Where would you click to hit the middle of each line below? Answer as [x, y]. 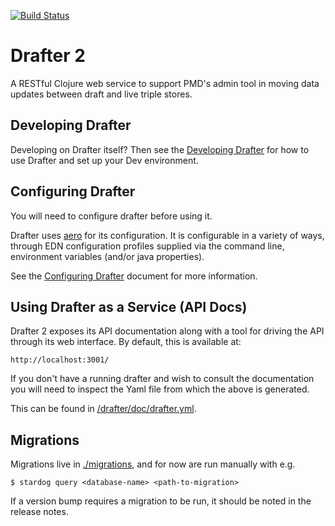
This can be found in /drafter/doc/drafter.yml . [103, 409]
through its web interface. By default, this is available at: [126, 342]
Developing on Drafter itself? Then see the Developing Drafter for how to [160, 149]
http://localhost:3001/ [60, 360]
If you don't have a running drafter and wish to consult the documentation [162, 379]
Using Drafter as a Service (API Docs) [129, 306]
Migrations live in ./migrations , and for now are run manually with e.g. [153, 464]
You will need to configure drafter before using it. [111, 216]
